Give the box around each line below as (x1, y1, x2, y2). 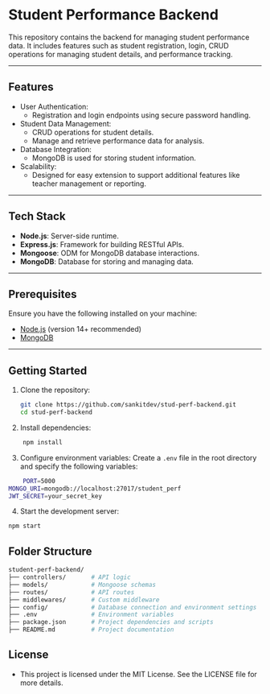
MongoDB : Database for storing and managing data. (19, 256, 194, 266)
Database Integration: (19, 144, 92, 154)
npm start (8, 522, 42, 531)
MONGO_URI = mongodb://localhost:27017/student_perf (8, 485, 182, 493)
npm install (22, 438, 63, 446)
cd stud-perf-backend (19, 408, 92, 416)
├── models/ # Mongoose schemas (8, 580, 157, 589)
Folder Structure (8, 544, 92, 558)
